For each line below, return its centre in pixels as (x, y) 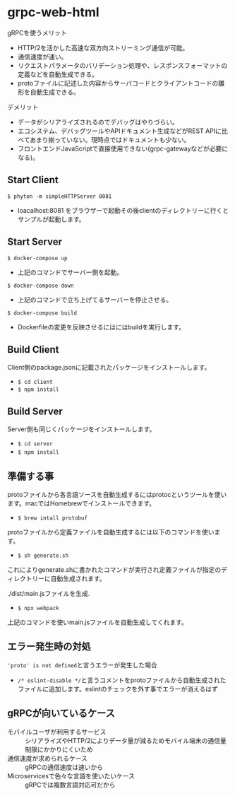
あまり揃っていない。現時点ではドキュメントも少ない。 (110, 139)
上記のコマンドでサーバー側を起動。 (70, 272)
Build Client (33, 350)
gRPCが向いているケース (61, 714)
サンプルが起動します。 (51, 219)
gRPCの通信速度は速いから (64, 767)
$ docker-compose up (38, 258)
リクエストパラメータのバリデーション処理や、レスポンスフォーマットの (122, 65)
